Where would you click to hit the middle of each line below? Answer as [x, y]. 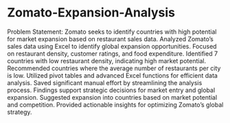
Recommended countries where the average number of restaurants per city [114, 68]
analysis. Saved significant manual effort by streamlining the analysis [105, 82]
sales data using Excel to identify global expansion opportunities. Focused [112, 46]
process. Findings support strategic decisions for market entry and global [111, 90]
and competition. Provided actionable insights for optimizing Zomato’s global [115, 104]
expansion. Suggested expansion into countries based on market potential [112, 97]
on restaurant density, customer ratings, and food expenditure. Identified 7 [113, 54]
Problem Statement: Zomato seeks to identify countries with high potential [112, 32]
